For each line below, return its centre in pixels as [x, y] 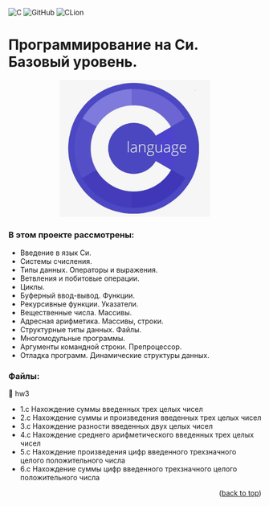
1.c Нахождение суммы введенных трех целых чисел [111, 409]
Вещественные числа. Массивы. [76, 312]
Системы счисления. [56, 261]
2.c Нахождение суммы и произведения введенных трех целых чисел [141, 418]
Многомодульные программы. [73, 338]
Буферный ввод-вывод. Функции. [77, 295]
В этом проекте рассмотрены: [71, 235]
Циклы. [33, 286]
